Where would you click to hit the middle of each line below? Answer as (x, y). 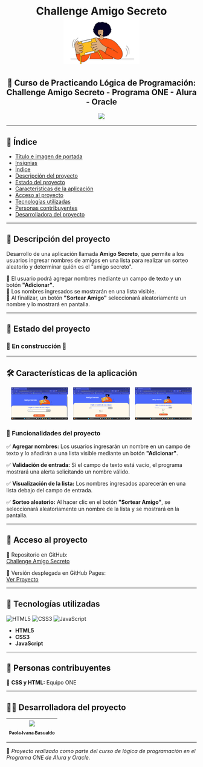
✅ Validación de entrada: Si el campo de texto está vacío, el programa (94, 464)
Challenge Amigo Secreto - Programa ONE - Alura (101, 92)
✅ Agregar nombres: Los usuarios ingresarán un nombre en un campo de (98, 446)
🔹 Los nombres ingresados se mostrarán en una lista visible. (81, 291)
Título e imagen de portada (49, 156)
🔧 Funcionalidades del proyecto (53, 433)
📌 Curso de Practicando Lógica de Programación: (101, 83)
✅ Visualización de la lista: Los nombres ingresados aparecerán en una (96, 483)
